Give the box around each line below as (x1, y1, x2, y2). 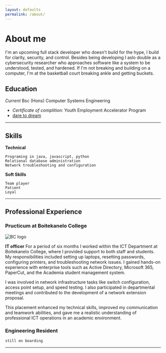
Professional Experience (5, 208, 83, 216)
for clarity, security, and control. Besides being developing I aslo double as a (5, 55, 161, 61)
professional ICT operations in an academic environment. (5, 314, 122, 321)
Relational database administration (5, 158, 81, 163)
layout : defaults (5, 7, 41, 12)
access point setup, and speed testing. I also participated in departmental (5, 284, 155, 290)
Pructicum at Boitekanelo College (5, 223, 87, 230)
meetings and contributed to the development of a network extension (5, 289, 147, 295)
